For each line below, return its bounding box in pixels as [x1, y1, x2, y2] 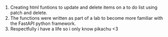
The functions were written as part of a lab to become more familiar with [10, 15, 163, 21]
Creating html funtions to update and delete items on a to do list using [10, 5, 158, 10]
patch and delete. [10, 10, 48, 16]
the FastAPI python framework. [10, 20, 76, 26]
